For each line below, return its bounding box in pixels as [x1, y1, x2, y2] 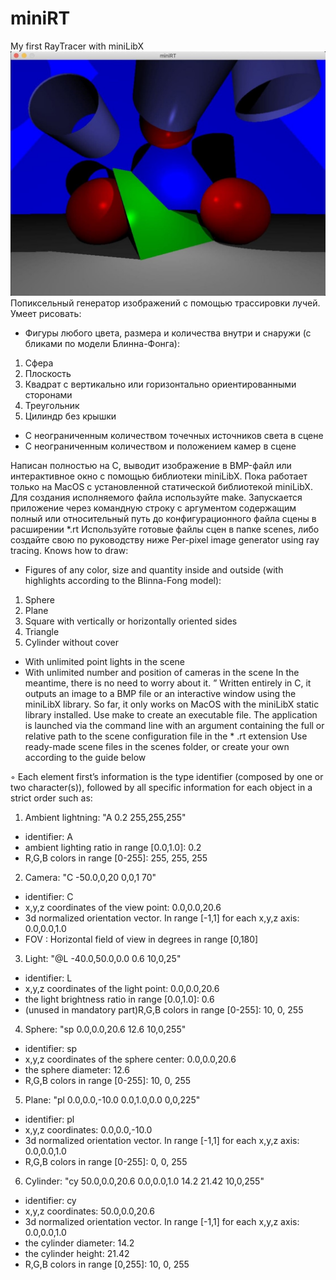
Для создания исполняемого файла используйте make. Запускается [10, 491, 303, 503]
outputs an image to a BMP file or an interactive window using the [24, 687, 297, 699]
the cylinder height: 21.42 [24, 1247, 130, 1259]
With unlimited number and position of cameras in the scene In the [24, 666, 300, 678]
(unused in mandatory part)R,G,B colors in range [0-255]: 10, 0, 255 [24, 1003, 304, 1016]
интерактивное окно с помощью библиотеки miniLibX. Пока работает [10, 470, 308, 482]
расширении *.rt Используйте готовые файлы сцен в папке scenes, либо [10, 523, 320, 535]
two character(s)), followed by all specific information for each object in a [10, 781, 313, 793]
